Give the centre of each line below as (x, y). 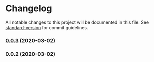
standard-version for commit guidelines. (47, 27)
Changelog (29, 9)
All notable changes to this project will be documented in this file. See (77, 22)
